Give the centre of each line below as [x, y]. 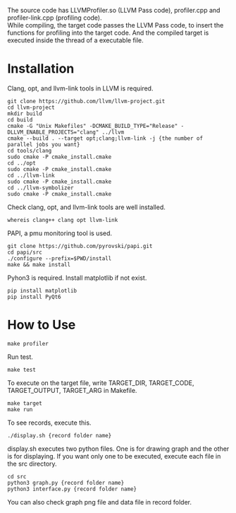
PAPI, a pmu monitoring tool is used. [60, 233]
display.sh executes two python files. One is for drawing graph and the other [118, 449]
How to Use [42, 325]
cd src [17, 476]
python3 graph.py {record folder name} [66, 483]
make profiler [28, 343]
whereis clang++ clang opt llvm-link [63, 220]
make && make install [39, 264]
